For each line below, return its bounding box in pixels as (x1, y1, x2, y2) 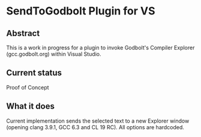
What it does (6, 101, 55, 112)
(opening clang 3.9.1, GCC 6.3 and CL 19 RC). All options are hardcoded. (6, 123, 185, 130)
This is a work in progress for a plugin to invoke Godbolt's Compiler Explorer (6, 44, 195, 51)
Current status (6, 68, 62, 78)
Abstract (6, 28, 40, 38)
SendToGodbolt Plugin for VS (6, 4, 155, 18)
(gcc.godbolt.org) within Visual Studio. (6, 50, 101, 58)
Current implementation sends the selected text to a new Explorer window (6, 117, 190, 124)
